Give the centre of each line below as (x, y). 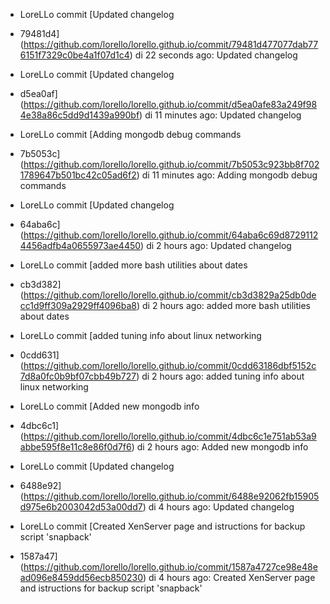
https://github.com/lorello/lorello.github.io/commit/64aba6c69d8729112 (171, 235)
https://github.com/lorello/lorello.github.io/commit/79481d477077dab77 (171, 44)
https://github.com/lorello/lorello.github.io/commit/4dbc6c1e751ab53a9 (170, 436)
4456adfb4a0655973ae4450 (80, 245)
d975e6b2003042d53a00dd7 (81, 507)
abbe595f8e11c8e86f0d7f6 (75, 447)
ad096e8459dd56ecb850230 (81, 577)
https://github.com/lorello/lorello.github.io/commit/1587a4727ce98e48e (170, 567)
